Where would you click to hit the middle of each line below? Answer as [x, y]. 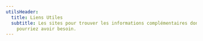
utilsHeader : [22, 12]
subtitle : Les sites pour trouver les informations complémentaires [99, 23]
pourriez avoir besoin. [47, 29]
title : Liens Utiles [37, 17]
